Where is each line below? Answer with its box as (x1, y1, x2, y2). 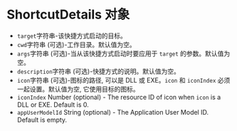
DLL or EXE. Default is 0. (16, 100, 90, 109)
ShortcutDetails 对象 (6, 6, 130, 23)
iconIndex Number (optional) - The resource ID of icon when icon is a (16, 93, 221, 101)
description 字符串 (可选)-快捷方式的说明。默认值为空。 (16, 67, 181, 75)
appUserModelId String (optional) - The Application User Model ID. (16, 108, 209, 116)
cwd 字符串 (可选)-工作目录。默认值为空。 (16, 40, 136, 48)
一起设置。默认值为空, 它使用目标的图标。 (16, 85, 139, 93)
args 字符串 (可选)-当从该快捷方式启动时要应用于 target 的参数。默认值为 (16, 49, 231, 58)
